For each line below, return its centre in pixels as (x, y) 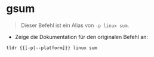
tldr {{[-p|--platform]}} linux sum (52, 48)
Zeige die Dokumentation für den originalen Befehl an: (81, 37)
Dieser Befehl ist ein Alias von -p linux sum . (75, 25)
